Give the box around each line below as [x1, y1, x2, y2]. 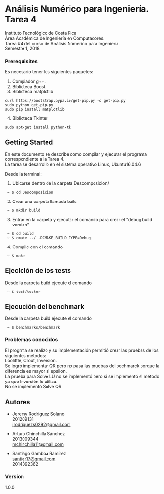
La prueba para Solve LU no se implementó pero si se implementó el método [5, 373, 160, 379]
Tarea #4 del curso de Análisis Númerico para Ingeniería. [5, 40, 120, 46]
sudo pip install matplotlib [5, 107, 65, 112]
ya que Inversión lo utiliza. [5, 378, 58, 384]
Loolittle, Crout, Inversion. [5, 358, 57, 363]
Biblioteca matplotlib [12, 89, 54, 95]
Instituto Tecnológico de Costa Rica [5, 30, 77, 36]
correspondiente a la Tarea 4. [5, 157, 65, 162]
